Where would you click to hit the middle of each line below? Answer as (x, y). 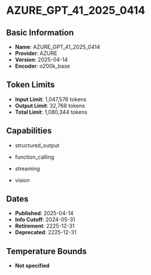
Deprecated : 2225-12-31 (46, 232)
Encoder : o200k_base (42, 66)
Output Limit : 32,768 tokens (50, 105)
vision (22, 180)
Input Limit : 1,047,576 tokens (51, 99)
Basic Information (40, 33)
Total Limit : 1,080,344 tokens (51, 112)
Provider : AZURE (36, 53)
